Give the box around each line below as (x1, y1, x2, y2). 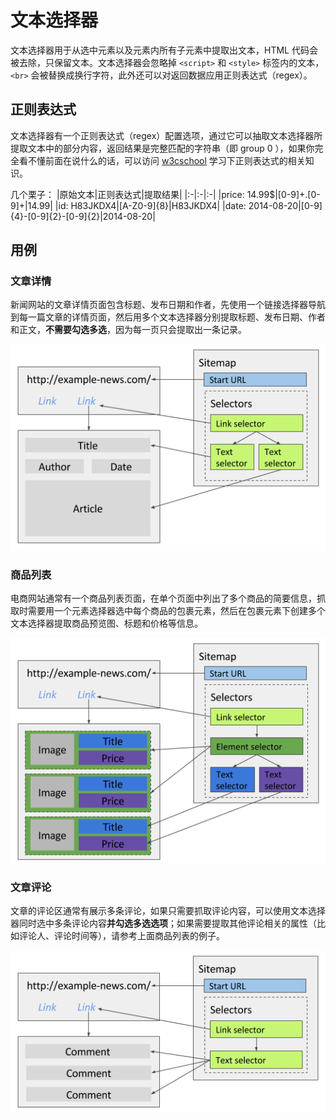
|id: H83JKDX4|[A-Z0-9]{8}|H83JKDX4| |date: (54, 199, 247, 211)
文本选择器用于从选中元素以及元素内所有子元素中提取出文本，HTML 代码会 (10, 44, 318, 56)
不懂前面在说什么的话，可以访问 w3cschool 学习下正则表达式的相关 (27, 154, 306, 166)
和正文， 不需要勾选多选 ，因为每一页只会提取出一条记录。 (10, 324, 247, 336)
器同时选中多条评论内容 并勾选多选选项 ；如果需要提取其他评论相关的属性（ (10, 917, 317, 930)
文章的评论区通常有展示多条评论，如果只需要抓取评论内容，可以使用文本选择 (10, 905, 326, 917)
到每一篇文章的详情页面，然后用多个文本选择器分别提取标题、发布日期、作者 (10, 311, 326, 323)
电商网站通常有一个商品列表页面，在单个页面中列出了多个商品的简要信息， (10, 592, 317, 604)
